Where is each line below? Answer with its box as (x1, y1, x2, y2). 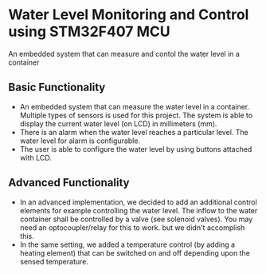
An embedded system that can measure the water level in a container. (19, 101, 250, 111)
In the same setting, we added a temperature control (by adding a (19, 240, 236, 249)
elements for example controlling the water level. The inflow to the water (19, 205, 258, 215)
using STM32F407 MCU (8, 22, 170, 41)
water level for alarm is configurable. (19, 136, 141, 145)
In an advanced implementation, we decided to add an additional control (19, 197, 257, 207)
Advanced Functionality (8, 176, 130, 189)
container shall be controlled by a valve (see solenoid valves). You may (19, 214, 253, 224)
